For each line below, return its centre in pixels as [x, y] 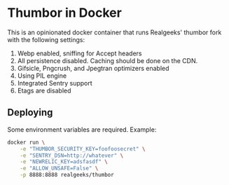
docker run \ [26, 142]
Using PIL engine [42, 76]
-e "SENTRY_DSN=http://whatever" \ [72, 156]
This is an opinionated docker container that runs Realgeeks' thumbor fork [114, 32]
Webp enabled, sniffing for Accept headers [79, 53]
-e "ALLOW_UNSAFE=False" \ [59, 169]
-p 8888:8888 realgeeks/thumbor [67, 175]
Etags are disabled [44, 90]
